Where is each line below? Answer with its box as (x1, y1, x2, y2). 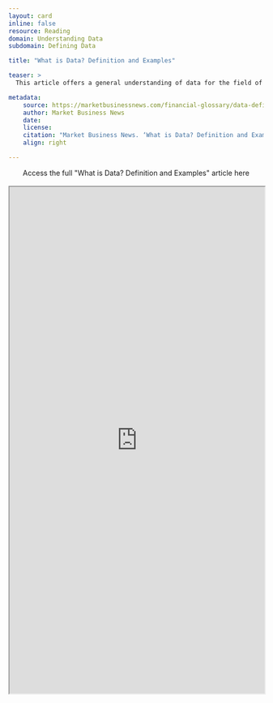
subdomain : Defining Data (8, 42, 96, 50)
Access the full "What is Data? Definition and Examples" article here (23, 168, 250, 178)
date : (23, 116, 42, 124)
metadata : (8, 93, 42, 101)
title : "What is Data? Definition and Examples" (8, 57, 176, 65)
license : (23, 123, 53, 132)
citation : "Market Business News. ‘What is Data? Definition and (23, 131, 249, 139)
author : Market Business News (23, 109, 126, 117)
